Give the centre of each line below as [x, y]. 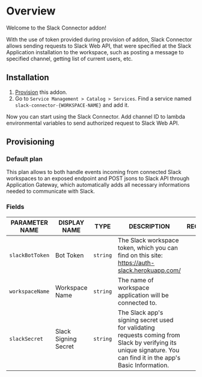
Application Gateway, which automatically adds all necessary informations [98, 185]
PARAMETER [29, 222]
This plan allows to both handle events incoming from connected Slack [94, 172]
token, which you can [148, 248]
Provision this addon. [41, 92]
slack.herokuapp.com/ [149, 270]
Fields [15, 207]
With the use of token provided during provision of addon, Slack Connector [99, 39]
